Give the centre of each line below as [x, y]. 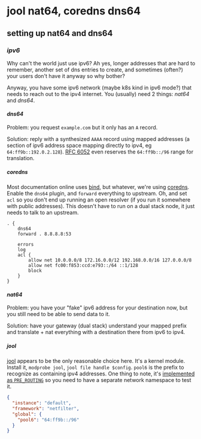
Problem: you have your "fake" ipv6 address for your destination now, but [97, 308]
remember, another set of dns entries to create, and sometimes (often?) [95, 70]
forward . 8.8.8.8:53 [44, 234]
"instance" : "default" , [42, 403]
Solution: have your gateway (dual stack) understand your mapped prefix [97, 326]
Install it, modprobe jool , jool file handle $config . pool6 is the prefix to [95, 368]
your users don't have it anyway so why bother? [66, 76]
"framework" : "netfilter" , [46, 408]
